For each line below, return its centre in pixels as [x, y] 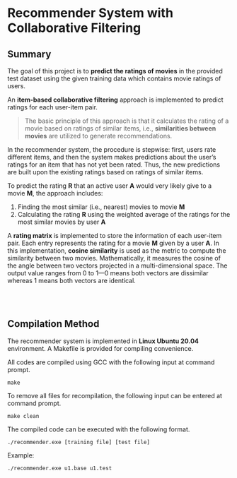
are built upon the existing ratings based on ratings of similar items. [105, 172]
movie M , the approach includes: [55, 193]
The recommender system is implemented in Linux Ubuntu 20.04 [103, 341]
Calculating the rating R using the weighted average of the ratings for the [124, 214]
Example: [21, 455]
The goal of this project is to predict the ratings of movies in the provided [115, 71]
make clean [23, 416]
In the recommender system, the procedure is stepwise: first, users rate [112, 149]
